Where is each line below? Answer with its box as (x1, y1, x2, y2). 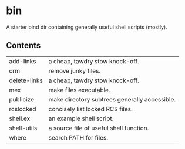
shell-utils (9, 124, 38, 132)
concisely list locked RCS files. (48, 104, 133, 113)
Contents (6, 40, 41, 50)
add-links (9, 57, 36, 65)
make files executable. (48, 86, 110, 94)
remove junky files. (48, 66, 101, 74)
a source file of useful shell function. (48, 124, 149, 132)
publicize (9, 95, 34, 103)
